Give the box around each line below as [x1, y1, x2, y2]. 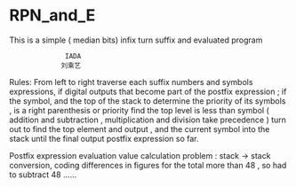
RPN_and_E [9, 5, 96, 26]
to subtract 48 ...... [9, 169, 77, 180]
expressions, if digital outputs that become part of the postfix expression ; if [9, 86, 287, 97]
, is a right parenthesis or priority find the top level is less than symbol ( [9, 105, 269, 115]
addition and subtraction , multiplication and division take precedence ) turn [9, 114, 287, 125]
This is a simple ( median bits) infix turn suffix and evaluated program [9, 35, 263, 45]
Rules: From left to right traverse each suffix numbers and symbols [9, 76, 253, 87]
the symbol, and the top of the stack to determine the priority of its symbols [9, 95, 286, 106]
